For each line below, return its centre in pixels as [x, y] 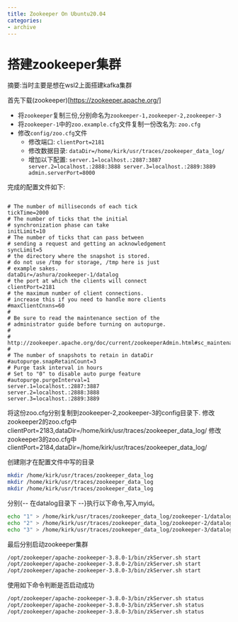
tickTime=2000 [28, 213]
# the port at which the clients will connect [77, 281]
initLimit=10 [27, 232]
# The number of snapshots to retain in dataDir [80, 356]
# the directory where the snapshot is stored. [79, 256]
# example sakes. [33, 269]
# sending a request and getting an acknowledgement [87, 244]
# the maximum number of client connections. [75, 294]
